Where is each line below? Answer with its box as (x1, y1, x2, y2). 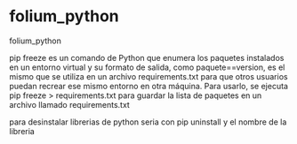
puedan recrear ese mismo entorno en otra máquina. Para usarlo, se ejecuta (9, 80, 289, 91)
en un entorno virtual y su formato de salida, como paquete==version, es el (9, 62, 285, 72)
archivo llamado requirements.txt (9, 99, 131, 110)
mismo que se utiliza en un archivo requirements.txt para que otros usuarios (9, 71, 288, 81)
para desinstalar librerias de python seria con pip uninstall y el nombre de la (9, 117, 287, 127)
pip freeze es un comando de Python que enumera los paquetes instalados (9, 52, 285, 63)
